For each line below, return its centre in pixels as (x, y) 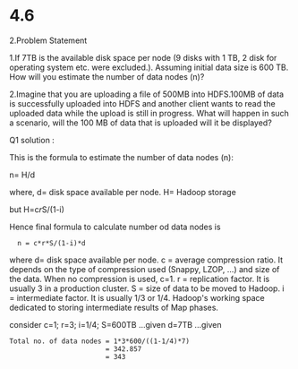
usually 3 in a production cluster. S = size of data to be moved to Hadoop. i (147, 288)
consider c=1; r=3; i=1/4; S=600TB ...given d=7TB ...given (115, 324)
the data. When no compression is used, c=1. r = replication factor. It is (140, 279)
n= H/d (22, 175)
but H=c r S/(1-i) (37, 209)
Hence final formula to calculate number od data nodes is (115, 227)
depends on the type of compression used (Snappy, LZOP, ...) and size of (145, 269)
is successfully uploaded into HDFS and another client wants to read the (142, 103)
